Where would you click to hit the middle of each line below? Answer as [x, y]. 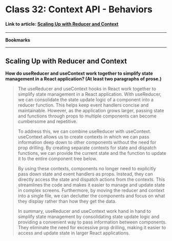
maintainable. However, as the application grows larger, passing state [91, 111]
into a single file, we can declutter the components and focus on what [91, 196]
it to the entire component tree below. [57, 159]
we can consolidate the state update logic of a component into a [85, 100]
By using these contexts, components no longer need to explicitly [87, 169]
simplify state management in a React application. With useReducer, [90, 94]
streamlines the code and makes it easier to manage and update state [91, 185]
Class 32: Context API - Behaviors [79, 9]
